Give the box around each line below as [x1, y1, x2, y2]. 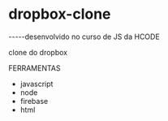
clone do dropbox [8, 47, 67, 57]
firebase [19, 96, 49, 106]
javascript [19, 79, 54, 89]
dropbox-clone [8, 5, 111, 24]
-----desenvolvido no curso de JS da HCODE [8, 32, 160, 41]
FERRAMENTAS [8, 63, 61, 73]
